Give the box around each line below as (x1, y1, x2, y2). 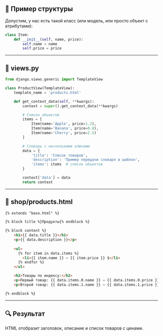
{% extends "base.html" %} (5, 210, 60, 216)
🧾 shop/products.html (5, 198, 73, 206)
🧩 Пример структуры (5, 5, 73, 13)
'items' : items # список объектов (31, 162, 103, 167)
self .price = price (22, 46, 62, 51)
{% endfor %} (17, 260, 45, 265)
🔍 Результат (5, 310, 45, 318)
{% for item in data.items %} (17, 251, 79, 256)
